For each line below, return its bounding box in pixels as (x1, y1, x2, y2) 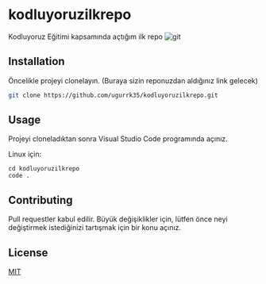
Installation (8, 55, 65, 68)
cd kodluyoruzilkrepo (8, 165, 80, 173)
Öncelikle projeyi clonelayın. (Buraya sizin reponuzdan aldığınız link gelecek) (8, 75, 258, 85)
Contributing (8, 193, 73, 207)
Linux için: (8, 149, 42, 159)
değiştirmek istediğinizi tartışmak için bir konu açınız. (8, 223, 181, 232)
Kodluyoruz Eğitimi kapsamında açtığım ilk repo (8, 32, 163, 41)
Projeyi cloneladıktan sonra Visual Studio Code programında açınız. (8, 134, 228, 144)
